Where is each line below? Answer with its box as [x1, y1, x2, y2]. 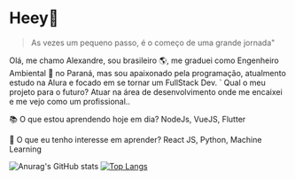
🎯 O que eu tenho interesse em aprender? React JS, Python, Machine [9, 134, 262, 145]
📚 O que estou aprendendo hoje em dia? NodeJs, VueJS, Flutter [9, 113, 246, 124]
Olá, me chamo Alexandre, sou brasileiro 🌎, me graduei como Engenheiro [9, 55, 279, 66]
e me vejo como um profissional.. [9, 96, 131, 106]
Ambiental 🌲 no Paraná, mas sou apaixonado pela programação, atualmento [9, 67, 286, 78]
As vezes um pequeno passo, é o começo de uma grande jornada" [30, 37, 276, 48]
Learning [9, 144, 43, 154]
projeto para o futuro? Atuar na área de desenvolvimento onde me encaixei [9, 86, 283, 97]
